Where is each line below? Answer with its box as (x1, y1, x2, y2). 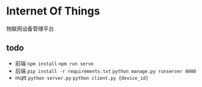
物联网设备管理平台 (6, 25, 54, 32)
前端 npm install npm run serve (14, 59, 94, 67)
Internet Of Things (6, 4, 101, 18)
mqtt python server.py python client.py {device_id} (14, 74, 149, 81)
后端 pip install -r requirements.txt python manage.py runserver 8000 (14, 67, 197, 74)
